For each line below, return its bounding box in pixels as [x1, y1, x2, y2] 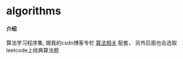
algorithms [6, 4, 61, 18]
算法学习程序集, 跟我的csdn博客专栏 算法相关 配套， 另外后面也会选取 [6, 39, 178, 46]
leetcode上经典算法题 [6, 46, 60, 54]
